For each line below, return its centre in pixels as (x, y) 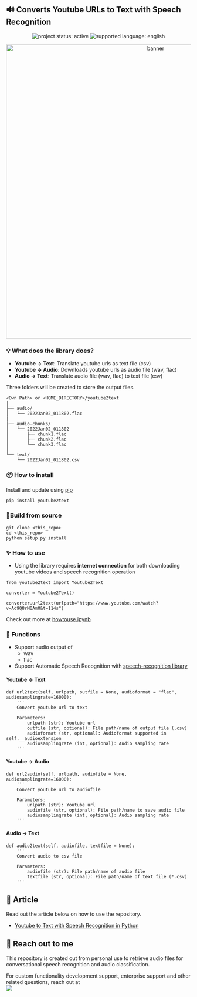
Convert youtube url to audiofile (59, 789)
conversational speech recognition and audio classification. (78, 964)
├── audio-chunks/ (28, 424)
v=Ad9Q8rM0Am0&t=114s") (35, 608)
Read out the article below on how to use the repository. (74, 914)
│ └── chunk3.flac (36, 445)
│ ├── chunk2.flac (36, 439)
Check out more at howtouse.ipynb (48, 619)
